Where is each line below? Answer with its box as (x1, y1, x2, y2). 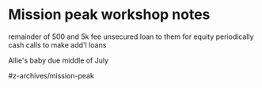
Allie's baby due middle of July (8, 55, 109, 65)
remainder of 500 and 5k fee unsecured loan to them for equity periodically (8, 32, 255, 41)
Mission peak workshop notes (8, 6, 211, 24)
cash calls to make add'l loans (8, 40, 107, 49)
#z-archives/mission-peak (8, 71, 95, 80)
